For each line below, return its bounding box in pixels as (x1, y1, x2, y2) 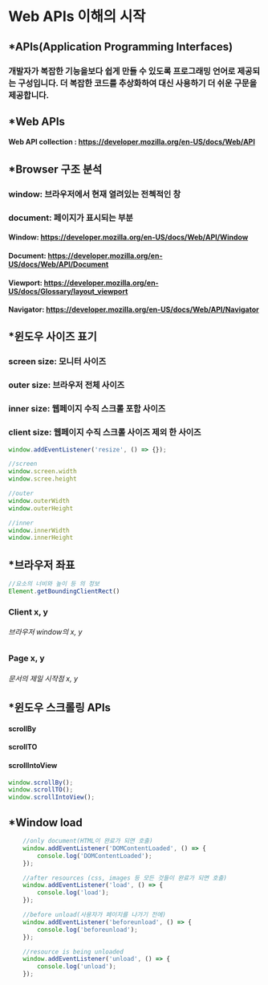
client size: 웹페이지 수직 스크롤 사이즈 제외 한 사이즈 (8, 427, 202, 438)
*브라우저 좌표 (8, 558, 75, 571)
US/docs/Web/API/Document (8, 259, 109, 269)
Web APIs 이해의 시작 (8, 7, 146, 26)
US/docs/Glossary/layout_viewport (8, 286, 128, 296)
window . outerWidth (8, 497, 70, 505)
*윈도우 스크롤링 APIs (8, 701, 111, 715)
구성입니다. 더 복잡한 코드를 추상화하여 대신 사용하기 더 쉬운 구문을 (17, 77, 258, 88)
